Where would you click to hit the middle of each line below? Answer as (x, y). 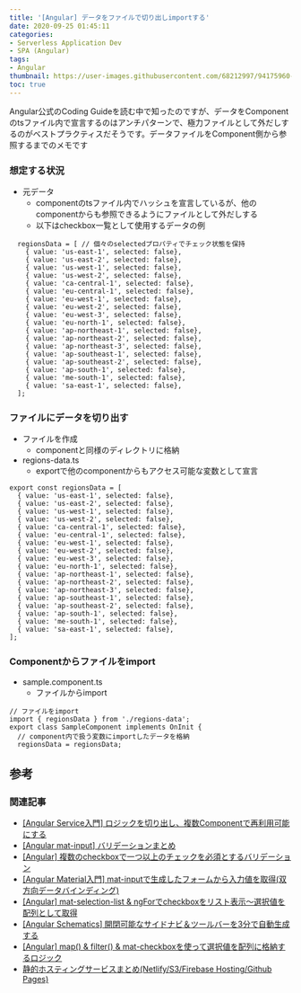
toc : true (28, 84)
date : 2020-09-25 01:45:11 (60, 26)
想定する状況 (37, 170)
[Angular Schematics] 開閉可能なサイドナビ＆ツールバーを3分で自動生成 (156, 924)
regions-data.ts (51, 460)
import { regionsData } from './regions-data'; (100, 719)
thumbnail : (30, 76)
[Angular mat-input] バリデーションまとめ (99, 846)
